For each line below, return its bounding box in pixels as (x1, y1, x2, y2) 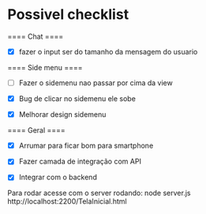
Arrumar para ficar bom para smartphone (18, 141, 154, 151)
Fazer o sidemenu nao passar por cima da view (18, 78, 173, 88)
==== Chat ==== (7, 32, 64, 41)
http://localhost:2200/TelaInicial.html (7, 197, 127, 206)
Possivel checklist (7, 6, 129, 24)
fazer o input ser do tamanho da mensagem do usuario (18, 47, 198, 56)
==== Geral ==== (7, 126, 66, 135)
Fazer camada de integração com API (18, 156, 141, 167)
